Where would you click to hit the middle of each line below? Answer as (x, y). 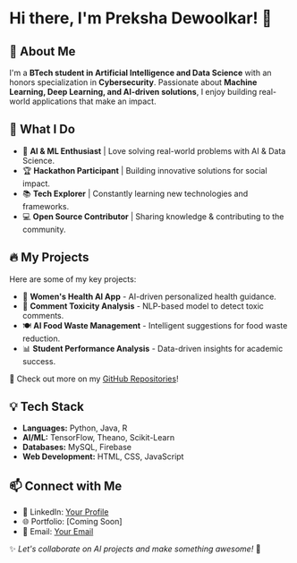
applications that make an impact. (94, 101)
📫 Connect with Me (66, 486)
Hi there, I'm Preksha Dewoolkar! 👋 (141, 18)
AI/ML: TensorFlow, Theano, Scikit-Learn (98, 438)
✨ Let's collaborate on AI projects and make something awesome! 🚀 (135, 549)
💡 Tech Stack (47, 407)
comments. (43, 315)
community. (44, 229)
